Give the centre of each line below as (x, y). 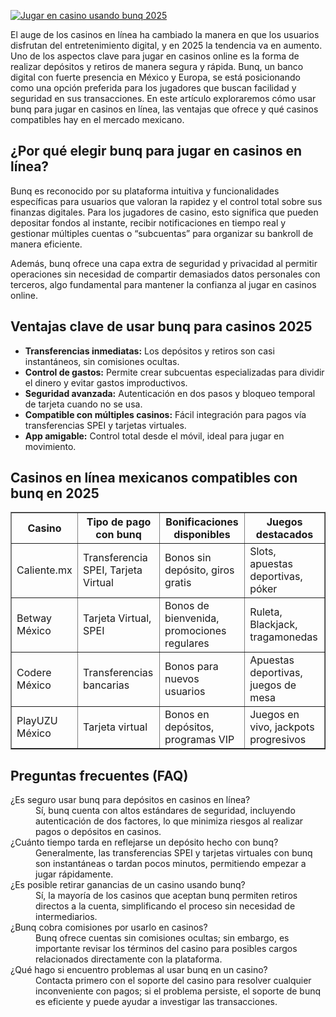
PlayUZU (37, 721)
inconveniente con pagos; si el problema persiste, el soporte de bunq (178, 991)
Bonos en (187, 715)
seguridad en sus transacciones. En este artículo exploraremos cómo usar (163, 98)
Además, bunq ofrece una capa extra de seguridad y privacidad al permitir (164, 263)
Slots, (263, 552)
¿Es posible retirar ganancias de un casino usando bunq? (128, 885)
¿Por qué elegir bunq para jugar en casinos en (156, 151)
